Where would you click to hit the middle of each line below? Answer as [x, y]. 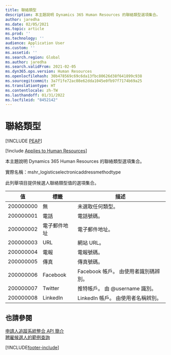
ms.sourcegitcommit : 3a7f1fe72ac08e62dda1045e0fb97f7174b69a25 [74, 81]
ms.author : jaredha [26, 62]
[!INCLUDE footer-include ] [32, 347]
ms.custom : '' [20, 48]
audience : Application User [35, 43]
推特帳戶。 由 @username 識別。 [117, 289]
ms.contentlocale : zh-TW [32, 90]
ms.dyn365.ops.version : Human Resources [49, 72]
